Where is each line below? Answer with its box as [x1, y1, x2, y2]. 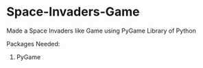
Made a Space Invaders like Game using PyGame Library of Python [6, 27, 197, 35]
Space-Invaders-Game [6, 4, 140, 20]
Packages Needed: [6, 39, 60, 48]
